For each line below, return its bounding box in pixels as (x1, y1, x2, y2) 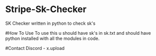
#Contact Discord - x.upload (5, 45, 65, 51)
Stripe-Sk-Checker (5, 4, 87, 15)
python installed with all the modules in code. (5, 35, 100, 41)
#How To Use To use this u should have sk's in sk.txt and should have (5, 30, 151, 36)
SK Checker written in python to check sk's (5, 20, 96, 26)
